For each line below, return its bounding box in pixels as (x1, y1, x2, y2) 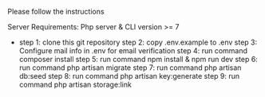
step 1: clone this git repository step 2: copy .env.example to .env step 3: (18, 37, 258, 47)
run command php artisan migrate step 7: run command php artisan (18, 63, 242, 72)
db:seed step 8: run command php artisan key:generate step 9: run (18, 72, 240, 80)
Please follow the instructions (7, 7, 105, 16)
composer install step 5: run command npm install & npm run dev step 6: (18, 55, 259, 64)
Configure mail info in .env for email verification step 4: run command (18, 46, 248, 55)
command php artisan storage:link (18, 80, 132, 89)
